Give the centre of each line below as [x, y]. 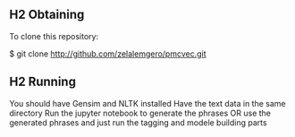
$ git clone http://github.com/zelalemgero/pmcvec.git [108, 54]
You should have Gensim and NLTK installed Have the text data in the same [147, 103]
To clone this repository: [54, 36]
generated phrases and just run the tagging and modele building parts [138, 122]
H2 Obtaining [47, 15]
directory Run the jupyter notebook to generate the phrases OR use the [140, 113]
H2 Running [42, 82]
